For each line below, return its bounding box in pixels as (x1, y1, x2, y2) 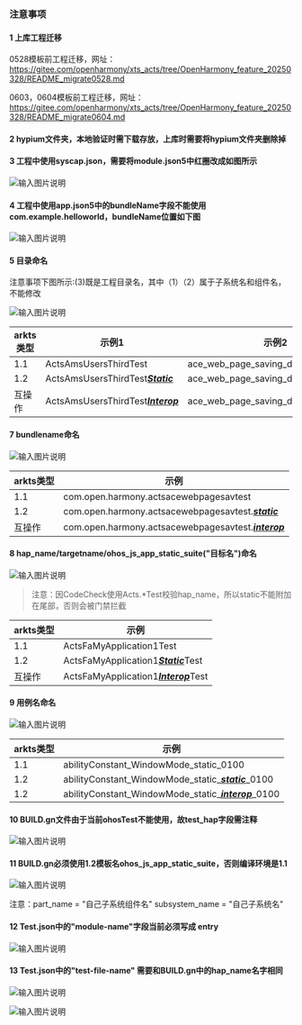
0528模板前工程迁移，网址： (9, 54, 116, 65)
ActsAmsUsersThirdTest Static (45, 372, 173, 385)
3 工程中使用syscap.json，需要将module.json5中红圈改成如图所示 (9, 156, 258, 167)
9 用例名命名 (9, 697, 57, 708)
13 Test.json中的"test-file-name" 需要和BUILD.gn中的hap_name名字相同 (9, 966, 283, 976)
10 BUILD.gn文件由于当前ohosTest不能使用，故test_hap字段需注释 (9, 813, 258, 825)
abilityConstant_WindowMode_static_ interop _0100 (63, 787, 280, 800)
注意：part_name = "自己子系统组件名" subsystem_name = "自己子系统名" (9, 899, 284, 910)
